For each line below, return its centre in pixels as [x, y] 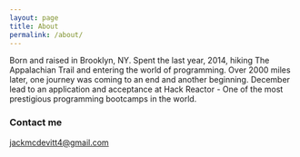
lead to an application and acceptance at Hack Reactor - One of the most [146, 89]
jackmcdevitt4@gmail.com [59, 142]
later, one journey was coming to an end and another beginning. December [150, 80]
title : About [34, 26]
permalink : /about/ [46, 34]
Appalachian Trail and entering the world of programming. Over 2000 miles [150, 70]
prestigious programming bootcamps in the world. [103, 99]
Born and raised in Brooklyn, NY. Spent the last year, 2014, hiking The [140, 61]
